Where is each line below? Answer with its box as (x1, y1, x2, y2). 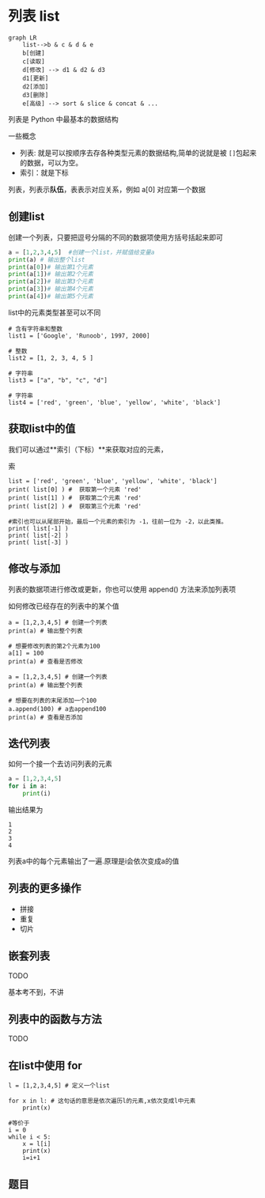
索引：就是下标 (19, 168, 69, 177)
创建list (8, 210, 45, 224)
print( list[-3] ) (8, 539, 69, 546)
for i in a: (8, 782, 47, 791)
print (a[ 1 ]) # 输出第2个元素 (8, 270, 93, 278)
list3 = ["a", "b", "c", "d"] (8, 376, 108, 384)
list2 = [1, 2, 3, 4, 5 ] (8, 353, 93, 362)
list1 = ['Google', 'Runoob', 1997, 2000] (8, 331, 150, 340)
